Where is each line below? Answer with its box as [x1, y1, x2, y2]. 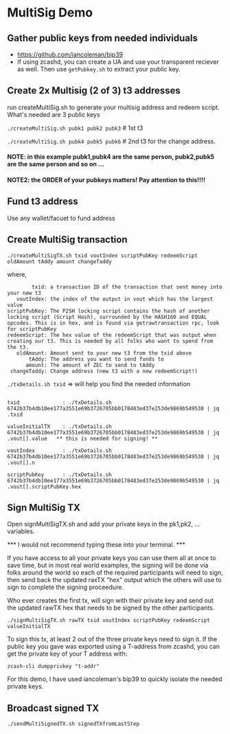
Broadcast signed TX [7, 702, 100, 714]
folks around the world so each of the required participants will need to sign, [7, 568, 223, 577]
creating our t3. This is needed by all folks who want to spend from [7, 337, 214, 344]
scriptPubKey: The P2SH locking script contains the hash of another [7, 307, 211, 314]
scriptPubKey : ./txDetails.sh [7, 471, 112, 478]
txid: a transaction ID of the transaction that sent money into [32, 283, 223, 290]
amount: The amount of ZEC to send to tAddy [25, 362, 155, 368]
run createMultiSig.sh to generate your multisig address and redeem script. [7, 103, 220, 111]
